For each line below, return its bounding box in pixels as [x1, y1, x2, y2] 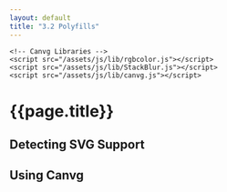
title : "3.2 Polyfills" [9, 22, 100, 31]
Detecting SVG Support [9, 137, 145, 153]
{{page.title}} [9, 101, 114, 121]
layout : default [9, 13, 71, 23]
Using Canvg [9, 167, 85, 183]
